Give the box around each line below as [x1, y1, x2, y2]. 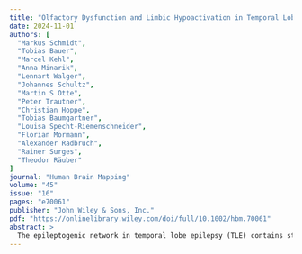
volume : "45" [9, 181, 58, 190]
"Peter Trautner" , [17, 96, 87, 106]
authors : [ [9, 30, 50, 39]
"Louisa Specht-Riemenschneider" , [17, 122, 147, 132]
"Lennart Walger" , [17, 72, 87, 81]
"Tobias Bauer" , [17, 47, 78, 56]
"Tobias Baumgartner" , [17, 113, 102, 122]
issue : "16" [9, 189, 54, 198]
